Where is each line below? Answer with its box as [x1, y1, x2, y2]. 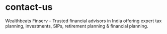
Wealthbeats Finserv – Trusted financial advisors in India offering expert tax [5, 18, 162, 24]
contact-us [5, 1, 53, 13]
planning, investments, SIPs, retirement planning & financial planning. [5, 23, 148, 29]
